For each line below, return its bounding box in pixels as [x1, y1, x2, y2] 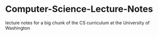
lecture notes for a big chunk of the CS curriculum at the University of [5, 20, 150, 26]
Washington [5, 25, 30, 31]
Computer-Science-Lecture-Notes [5, 3, 153, 15]
